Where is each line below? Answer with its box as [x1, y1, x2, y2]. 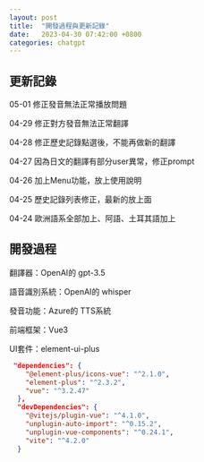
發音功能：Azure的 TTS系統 [9, 305, 112, 316]
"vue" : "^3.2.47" [25, 386, 90, 395]
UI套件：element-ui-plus [9, 343, 100, 354]
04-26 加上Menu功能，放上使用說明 [9, 175, 142, 186]
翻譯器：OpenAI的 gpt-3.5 [9, 267, 106, 278]
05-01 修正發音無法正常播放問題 [9, 99, 128, 110]
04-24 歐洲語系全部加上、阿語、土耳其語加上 [9, 213, 176, 224]
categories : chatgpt [9, 38, 87, 47]
